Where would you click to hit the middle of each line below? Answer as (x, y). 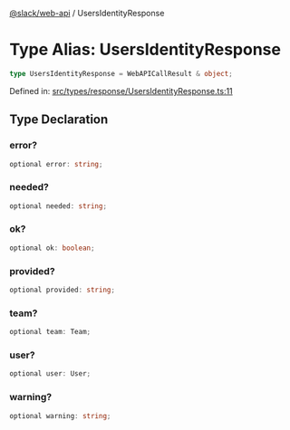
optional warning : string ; (60, 416)
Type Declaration (59, 120)
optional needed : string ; (58, 206)
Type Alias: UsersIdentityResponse (145, 50)
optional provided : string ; (63, 290)
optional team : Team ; (50, 332)
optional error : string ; (56, 164)
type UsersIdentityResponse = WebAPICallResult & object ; (121, 73)
